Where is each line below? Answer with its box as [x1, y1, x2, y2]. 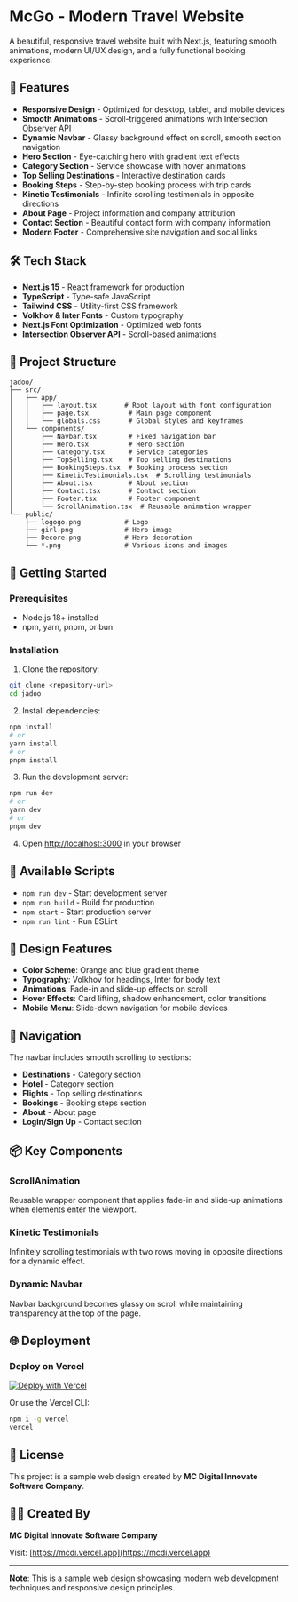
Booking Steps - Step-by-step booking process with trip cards [21, 179, 252, 190]
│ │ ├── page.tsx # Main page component [9, 409, 213, 418]
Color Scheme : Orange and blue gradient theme [21, 965, 200, 976]
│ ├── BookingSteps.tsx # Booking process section [9, 464, 228, 473]
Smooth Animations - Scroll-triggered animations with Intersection [21, 113, 268, 124]
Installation [9, 643, 59, 656]
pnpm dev [9, 822, 42, 831]
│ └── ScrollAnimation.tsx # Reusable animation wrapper [9, 502, 252, 512]
